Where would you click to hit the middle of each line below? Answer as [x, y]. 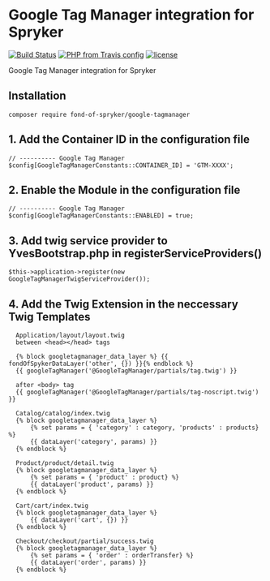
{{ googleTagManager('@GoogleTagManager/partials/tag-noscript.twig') [137, 392]
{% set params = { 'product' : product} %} [105, 477]
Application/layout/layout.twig [71, 335]
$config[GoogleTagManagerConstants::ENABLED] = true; [101, 216]
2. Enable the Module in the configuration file [124, 189]
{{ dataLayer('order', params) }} [88, 562]
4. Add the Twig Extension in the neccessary [124, 304]
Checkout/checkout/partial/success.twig [85, 541]
